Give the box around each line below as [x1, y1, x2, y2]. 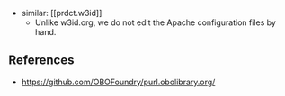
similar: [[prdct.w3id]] [21, 8, 102, 18]
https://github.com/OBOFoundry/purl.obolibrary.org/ [21, 76, 216, 87]
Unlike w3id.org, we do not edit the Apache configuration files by [34, 17, 276, 28]
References [8, 53, 75, 68]
